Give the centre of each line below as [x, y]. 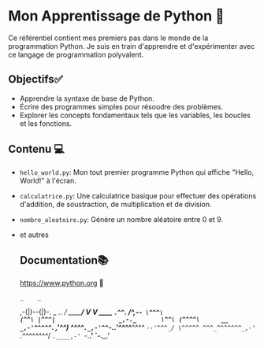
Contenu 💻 [37, 149]
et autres [34, 235]
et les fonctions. [46, 123]
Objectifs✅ [35, 79]
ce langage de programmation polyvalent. [76, 54]
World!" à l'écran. [48, 180]
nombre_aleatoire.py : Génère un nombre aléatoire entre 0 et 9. [121, 219]
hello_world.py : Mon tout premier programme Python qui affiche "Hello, [137, 172]
